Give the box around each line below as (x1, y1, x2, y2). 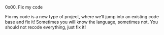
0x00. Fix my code (5, 4, 43, 10)
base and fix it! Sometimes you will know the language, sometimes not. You (5, 19, 158, 25)
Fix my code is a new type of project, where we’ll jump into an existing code (5, 14, 159, 19)
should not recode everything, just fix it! (5, 24, 86, 30)
